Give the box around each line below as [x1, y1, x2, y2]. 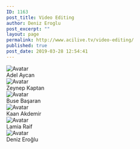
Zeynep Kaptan [6, 84, 45, 91]
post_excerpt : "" [6, 25, 50, 32]
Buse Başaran [6, 97, 41, 104]
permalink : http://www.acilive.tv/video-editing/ [6, 37, 135, 43]
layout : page [6, 31, 39, 38]
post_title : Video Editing [6, 15, 75, 21]
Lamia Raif [6, 122, 33, 130]
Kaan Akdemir [6, 110, 42, 117]
